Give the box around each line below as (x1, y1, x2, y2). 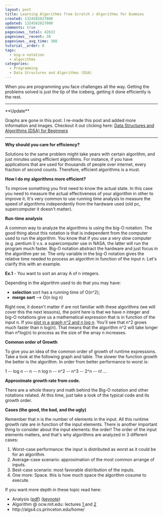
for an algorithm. (12, 451, 46, 457)
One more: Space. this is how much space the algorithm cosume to (12, 472, 147, 478)
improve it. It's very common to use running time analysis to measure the (5, 195, 151, 202)
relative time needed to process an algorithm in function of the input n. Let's (5, 256, 157, 261)
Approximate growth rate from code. (5, 378, 81, 383)
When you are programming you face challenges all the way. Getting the (5, 84, 149, 89)
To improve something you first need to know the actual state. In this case (5, 185, 153, 191)
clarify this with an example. (5, 261, 62, 267)
